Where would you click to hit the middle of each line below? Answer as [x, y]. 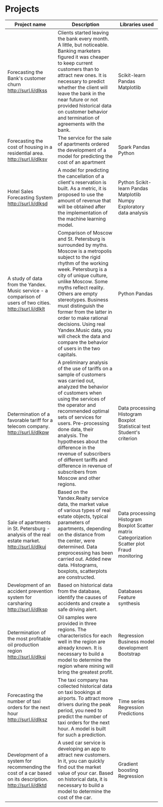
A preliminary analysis [83, 362]
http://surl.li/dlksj [27, 657]
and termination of [79, 118]
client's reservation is [82, 182]
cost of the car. [75, 797]
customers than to [78, 69]
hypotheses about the [82, 441]
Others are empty [78, 293]
